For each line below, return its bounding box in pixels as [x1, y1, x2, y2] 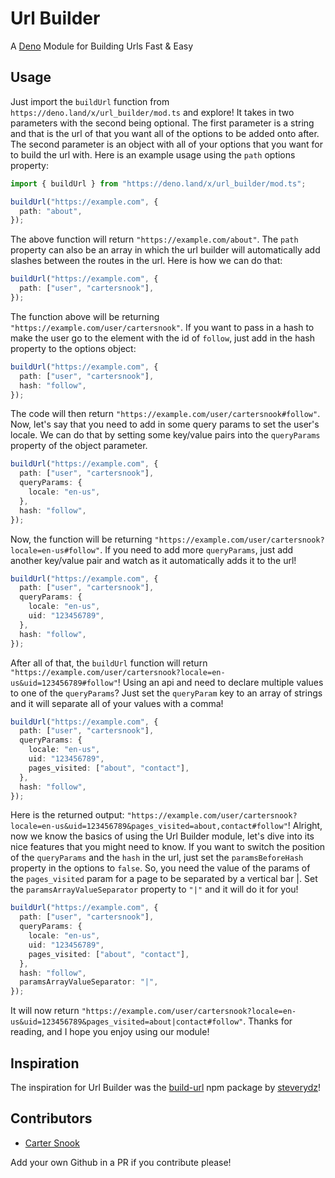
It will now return [10, 1005, 80, 1017]
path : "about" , [19, 206, 83, 216]
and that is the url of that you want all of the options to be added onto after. [10, 127, 320, 139]
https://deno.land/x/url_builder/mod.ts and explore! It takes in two [10, 106, 295, 118]
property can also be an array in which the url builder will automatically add [10, 244, 321, 256]
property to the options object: [10, 342, 137, 354]
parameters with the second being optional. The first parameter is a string [10, 117, 315, 129]
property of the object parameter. [10, 440, 148, 452]
